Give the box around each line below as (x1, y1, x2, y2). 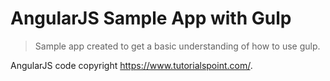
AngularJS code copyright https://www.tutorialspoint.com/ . (10, 59, 253, 71)
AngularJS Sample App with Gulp (10, 7, 292, 30)
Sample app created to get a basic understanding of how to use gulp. (34, 40, 321, 52)
